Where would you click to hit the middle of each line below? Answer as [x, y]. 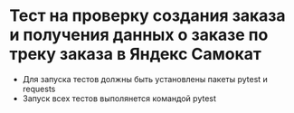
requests [39, 89]
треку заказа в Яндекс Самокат [136, 54]
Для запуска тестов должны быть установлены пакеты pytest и [145, 79]
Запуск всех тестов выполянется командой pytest [119, 98]
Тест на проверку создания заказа [148, 16]
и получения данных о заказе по [139, 35]
